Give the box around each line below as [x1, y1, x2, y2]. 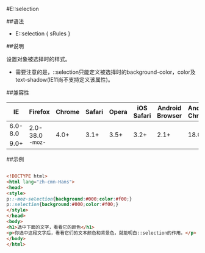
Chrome [56, 108, 80, 116]
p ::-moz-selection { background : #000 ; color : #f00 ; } [6, 196, 132, 202]
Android [157, 104, 182, 112]
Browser [157, 112, 182, 119]
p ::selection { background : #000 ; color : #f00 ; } [6, 201, 119, 208]
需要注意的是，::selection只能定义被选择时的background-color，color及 [15, 68, 196, 76]
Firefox [29, 108, 50, 116]
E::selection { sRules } [15, 30, 71, 37]
